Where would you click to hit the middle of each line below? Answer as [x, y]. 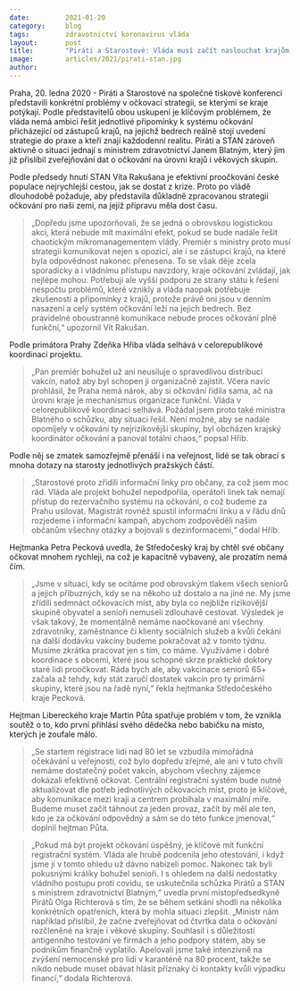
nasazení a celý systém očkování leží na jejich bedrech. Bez [141, 308]
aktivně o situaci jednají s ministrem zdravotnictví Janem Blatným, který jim [147, 150]
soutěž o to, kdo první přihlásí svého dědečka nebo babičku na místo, [137, 724]
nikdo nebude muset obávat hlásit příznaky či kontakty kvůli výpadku [158, 969]
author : [24, 68]
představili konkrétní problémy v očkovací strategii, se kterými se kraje [139, 102]
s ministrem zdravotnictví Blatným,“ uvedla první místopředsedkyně [155, 893]
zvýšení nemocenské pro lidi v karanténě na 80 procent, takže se [151, 959]
